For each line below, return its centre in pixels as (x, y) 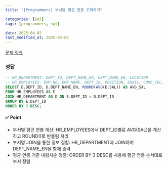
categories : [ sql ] (25, 19)
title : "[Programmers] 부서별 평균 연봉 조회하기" (54, 10)
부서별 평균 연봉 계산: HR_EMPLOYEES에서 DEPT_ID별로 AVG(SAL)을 (82, 130)
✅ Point (13, 117)
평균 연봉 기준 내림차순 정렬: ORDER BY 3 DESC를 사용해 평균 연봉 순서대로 (88, 155)
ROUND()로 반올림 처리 (45, 136)
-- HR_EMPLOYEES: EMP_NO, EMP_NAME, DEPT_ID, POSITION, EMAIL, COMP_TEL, (85, 82)
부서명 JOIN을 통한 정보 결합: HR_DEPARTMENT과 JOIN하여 (73, 142)
